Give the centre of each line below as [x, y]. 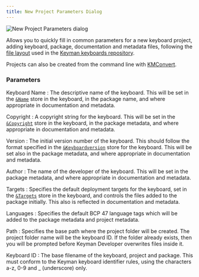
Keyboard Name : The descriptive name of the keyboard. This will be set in [97, 92]
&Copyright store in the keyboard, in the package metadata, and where [93, 123]
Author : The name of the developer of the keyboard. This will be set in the [97, 171]
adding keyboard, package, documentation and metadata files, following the [99, 46]
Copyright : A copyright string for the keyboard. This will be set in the [91, 117]
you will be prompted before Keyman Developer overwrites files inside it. [95, 244]
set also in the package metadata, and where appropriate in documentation [98, 153]
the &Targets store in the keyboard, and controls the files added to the [91, 195]
